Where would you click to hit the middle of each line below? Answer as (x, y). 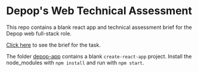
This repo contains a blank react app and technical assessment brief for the (99, 27)
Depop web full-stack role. (39, 33)
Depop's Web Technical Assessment (99, 11)
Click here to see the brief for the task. (54, 45)
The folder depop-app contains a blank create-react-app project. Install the (99, 56)
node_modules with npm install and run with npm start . (75, 63)
